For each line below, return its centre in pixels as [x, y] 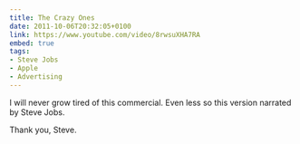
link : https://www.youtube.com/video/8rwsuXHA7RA [105, 34]
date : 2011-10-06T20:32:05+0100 [70, 26]
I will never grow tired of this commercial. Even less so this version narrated [150, 102]
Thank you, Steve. [43, 130]
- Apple [24, 69]
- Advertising [36, 77]
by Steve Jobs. [37, 112]
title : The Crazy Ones [52, 18]
